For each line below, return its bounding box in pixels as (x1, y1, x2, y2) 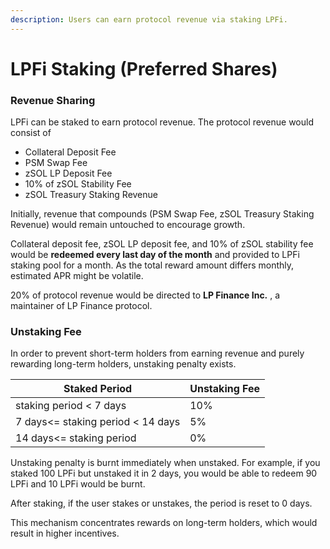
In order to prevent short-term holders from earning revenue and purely (10, 347, 305, 360)
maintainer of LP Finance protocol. (10, 300, 153, 312)
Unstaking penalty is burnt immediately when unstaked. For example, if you (10, 457, 321, 469)
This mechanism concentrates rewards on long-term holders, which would (10, 517, 318, 529)
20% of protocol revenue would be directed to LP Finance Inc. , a (10, 289, 281, 301)
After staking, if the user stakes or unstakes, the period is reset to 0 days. (10, 497, 313, 510)
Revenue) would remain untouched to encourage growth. (10, 219, 246, 231)
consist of (10, 127, 52, 139)
